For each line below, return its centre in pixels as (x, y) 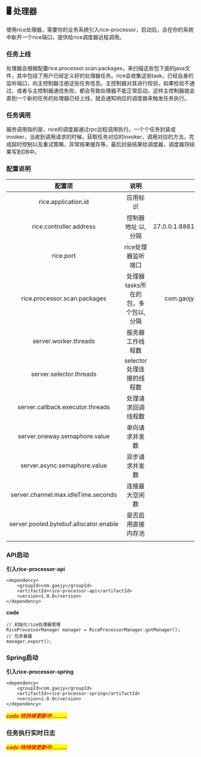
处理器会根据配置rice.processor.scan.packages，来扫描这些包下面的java (96, 68)
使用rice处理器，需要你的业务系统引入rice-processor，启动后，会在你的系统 (100, 29)
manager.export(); (29, 641)
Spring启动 (22, 658)
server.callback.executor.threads (64, 407)
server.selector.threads (64, 374)
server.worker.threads (64, 341)
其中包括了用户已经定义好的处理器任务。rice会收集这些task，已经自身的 (105, 76)
